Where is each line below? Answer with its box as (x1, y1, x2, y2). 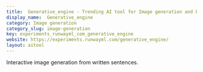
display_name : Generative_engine (6, 14, 94, 20)
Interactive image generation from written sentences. (6, 58, 139, 66)
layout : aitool (6, 43, 45, 49)
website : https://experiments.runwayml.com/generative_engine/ (6, 37, 169, 43)
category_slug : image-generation (6, 25, 91, 32)
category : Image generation (6, 20, 77, 26)
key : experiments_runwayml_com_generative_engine (6, 31, 134, 37)
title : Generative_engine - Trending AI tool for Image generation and (6, 8, 193, 15)
